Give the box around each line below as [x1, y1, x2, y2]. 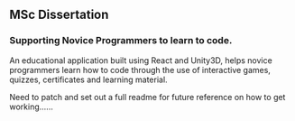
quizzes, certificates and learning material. [9, 74, 169, 85]
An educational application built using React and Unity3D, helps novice [9, 54, 272, 66]
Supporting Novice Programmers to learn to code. [9, 34, 233, 47]
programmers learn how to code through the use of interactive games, [9, 64, 271, 75]
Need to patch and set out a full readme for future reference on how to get [9, 91, 286, 102]
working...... [9, 101, 54, 112]
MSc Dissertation [9, 7, 109, 23]
